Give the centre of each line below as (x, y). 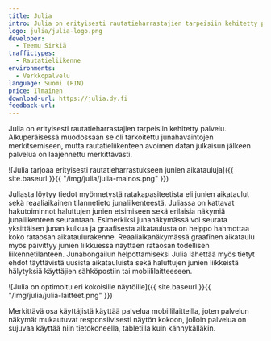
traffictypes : (32, 53)
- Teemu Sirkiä (41, 46)
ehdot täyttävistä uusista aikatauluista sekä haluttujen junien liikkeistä (124, 263)
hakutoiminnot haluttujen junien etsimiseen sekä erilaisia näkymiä (117, 211)
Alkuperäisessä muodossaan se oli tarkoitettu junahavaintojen (111, 137)
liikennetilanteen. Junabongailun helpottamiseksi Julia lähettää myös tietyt (132, 254)
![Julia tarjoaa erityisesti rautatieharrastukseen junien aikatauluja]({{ (121, 170)
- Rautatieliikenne (48, 61)
